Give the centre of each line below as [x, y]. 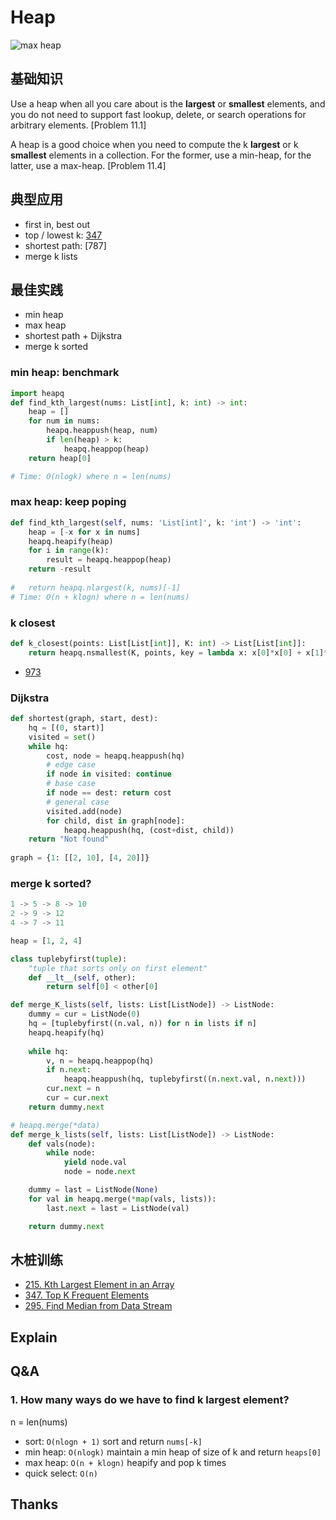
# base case [71, 784]
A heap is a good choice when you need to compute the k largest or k [154, 144]
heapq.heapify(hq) [66, 1032]
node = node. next [100, 1172]
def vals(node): [62, 1144]
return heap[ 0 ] [60, 458]
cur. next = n [73, 1089]
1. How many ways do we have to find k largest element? [150, 1400]
